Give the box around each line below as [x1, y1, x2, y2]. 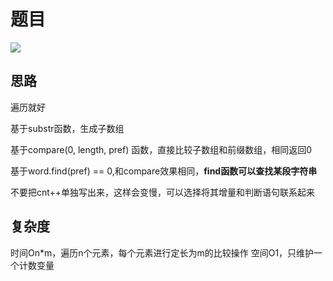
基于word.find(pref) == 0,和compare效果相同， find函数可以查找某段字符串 [10, 165, 318, 177]
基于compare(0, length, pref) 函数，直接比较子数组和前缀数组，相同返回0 [10, 143, 313, 155]
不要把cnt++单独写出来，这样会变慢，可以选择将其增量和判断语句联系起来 [10, 186, 316, 198]
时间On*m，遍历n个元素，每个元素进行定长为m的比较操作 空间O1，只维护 [10, 246, 315, 259]
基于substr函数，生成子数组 [10, 122, 125, 134]
